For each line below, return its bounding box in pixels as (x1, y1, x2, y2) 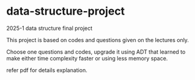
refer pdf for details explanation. (6, 66, 87, 74)
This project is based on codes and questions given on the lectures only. (6, 36, 189, 43)
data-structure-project (6, 4, 125, 18)
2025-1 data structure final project (6, 24, 93, 32)
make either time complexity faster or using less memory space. (6, 54, 168, 62)
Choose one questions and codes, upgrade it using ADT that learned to (6, 48, 186, 56)
